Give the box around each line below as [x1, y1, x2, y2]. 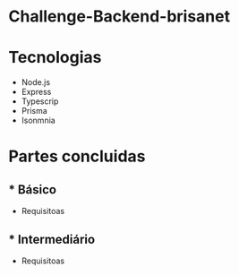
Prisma [21, 106, 48, 116]
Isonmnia [21, 115, 55, 126]
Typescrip [21, 96, 59, 107]
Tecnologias [8, 47, 102, 68]
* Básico [8, 182, 57, 197]
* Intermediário [8, 231, 96, 247]
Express [21, 87, 52, 98]
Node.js [21, 77, 51, 88]
